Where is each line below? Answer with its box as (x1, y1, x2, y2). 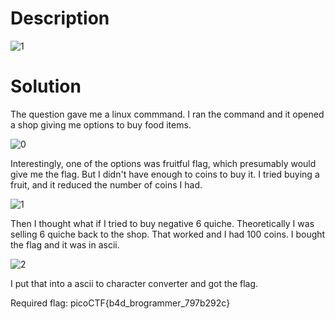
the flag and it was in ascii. (10, 238, 120, 251)
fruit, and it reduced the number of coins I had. (10, 178, 203, 191)
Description (10, 7, 110, 30)
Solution (10, 75, 82, 98)
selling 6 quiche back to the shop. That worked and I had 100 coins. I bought (10, 228, 326, 240)
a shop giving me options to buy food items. (10, 118, 192, 131)
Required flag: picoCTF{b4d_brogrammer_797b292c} (10, 297, 231, 309)
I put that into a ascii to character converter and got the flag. (10, 277, 259, 289)
